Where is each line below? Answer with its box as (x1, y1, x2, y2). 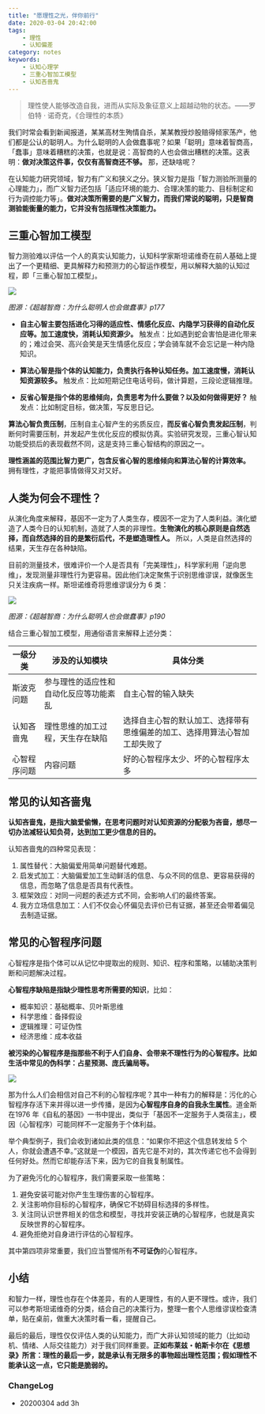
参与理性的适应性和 (43, 677, 116, 688)
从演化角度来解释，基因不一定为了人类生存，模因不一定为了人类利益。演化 (8, 514, 250, 523)
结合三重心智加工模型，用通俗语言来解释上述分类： (8, 628, 174, 638)
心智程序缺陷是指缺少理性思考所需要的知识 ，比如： (8, 984, 174, 994)
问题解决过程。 (21, 968, 71, 977)
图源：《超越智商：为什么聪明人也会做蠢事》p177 (8, 302, 165, 313)
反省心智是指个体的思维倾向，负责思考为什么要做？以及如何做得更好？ (19, 392, 248, 402)
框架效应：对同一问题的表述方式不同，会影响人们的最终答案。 (19, 890, 221, 900)
